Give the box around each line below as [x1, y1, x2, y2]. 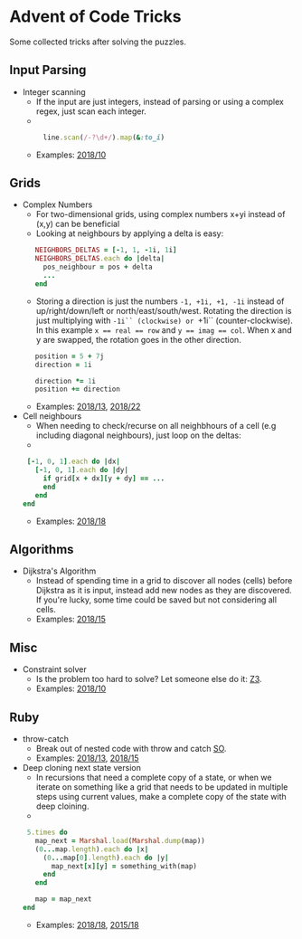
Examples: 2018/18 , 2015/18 [35, 919, 139, 930]
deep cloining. [35, 801, 90, 811]
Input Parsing [9, 62, 87, 78]
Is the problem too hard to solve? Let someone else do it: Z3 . [35, 674, 262, 685]
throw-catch [22, 734, 70, 744]
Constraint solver [22, 664, 88, 675]
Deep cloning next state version [22, 763, 142, 773]
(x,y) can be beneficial [35, 219, 120, 230]
